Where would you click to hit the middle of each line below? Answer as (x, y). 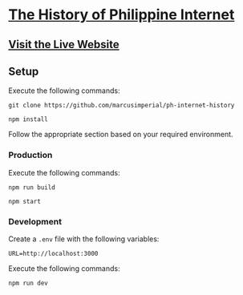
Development (35, 221)
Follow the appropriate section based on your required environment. (121, 135)
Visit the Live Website (64, 44)
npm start (25, 201)
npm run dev (28, 283)
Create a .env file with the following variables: (84, 239)
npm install (28, 119)
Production (30, 156)
